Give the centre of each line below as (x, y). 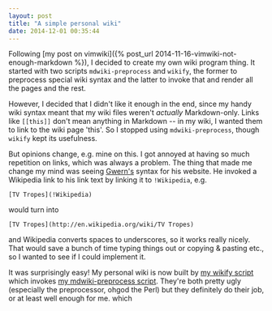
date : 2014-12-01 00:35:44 (54, 31)
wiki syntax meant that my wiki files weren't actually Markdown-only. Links (134, 113)
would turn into (34, 210)
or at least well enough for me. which (70, 298)
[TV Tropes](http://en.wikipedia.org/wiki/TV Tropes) (101, 225)
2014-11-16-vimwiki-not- (196, 54)
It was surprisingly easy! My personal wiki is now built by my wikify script (131, 273)
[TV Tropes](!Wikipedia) (50, 195)
